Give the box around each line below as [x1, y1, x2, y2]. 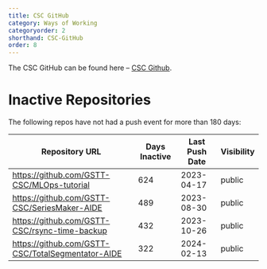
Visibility [220, 146, 255, 158]
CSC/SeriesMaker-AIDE [12, 202, 103, 213]
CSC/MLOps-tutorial [12, 180, 90, 191]
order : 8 [8, 41, 37, 49]
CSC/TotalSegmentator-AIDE [12, 248, 122, 259]
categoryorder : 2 [8, 26, 66, 34]
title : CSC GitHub [8, 11, 69, 20]
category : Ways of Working [8, 19, 98, 27]
